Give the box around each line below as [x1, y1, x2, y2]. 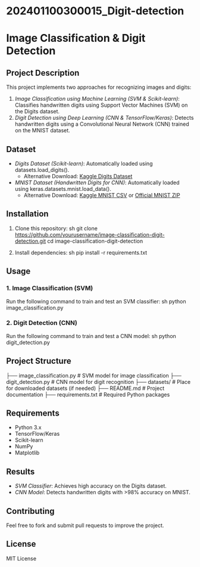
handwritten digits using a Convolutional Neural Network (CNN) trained [14, 120, 189, 128]
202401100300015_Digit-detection [6, 4, 185, 18]
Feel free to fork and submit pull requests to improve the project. [6, 522, 164, 529]
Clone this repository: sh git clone [14, 225, 98, 232]
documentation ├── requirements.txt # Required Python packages [6, 391, 170, 398]
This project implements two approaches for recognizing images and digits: [6, 83, 192, 91]
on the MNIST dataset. [14, 127, 70, 134]
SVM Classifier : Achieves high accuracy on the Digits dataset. [14, 482, 167, 489]
